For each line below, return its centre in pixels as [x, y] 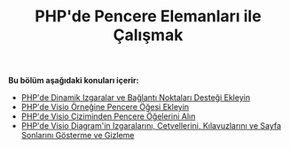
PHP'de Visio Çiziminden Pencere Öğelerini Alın [108, 116]
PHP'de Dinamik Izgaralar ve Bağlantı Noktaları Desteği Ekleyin [135, 98]
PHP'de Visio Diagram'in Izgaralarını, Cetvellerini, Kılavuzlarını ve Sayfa [151, 126]
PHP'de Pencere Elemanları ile [148, 16]
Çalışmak [148, 35]
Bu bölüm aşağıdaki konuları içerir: [74, 81]
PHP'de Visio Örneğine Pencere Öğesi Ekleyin [105, 107]
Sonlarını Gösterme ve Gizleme [78, 136]
